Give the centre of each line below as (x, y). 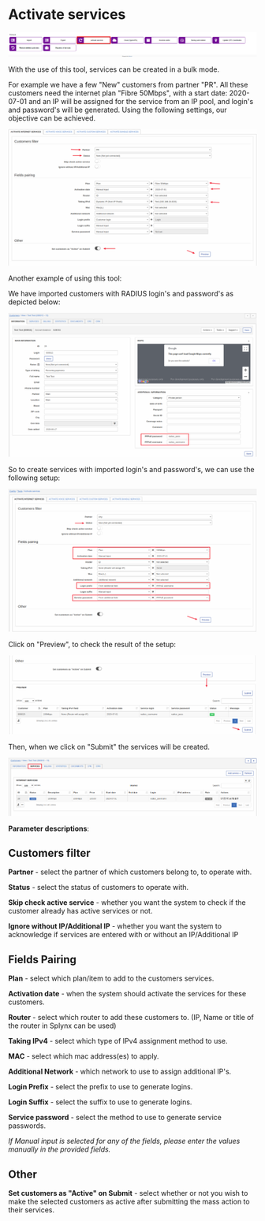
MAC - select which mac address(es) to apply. (84, 1056)
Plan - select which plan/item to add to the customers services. (111, 978)
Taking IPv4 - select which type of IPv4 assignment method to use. (118, 1041)
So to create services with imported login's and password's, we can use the (131, 470)
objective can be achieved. (52, 118)
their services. (32, 1210)
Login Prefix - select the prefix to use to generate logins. (101, 1087)
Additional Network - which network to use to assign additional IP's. (120, 1072)
